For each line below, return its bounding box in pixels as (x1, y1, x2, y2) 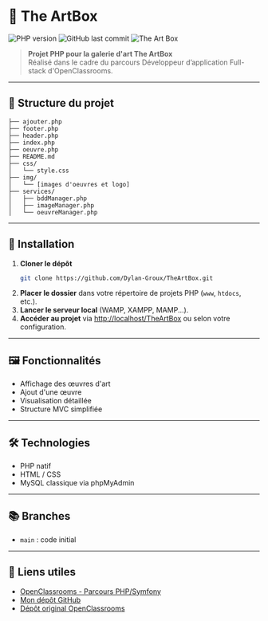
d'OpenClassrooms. (47, 65, 113, 75)
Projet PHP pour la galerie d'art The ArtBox (27, 49, 173, 58)
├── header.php (8, 132, 59, 140)
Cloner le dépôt (19, 258, 73, 268)
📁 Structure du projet (8, 96, 114, 110)
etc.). (19, 297, 37, 306)
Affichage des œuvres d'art (19, 379, 111, 389)
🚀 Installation (8, 238, 75, 251)
